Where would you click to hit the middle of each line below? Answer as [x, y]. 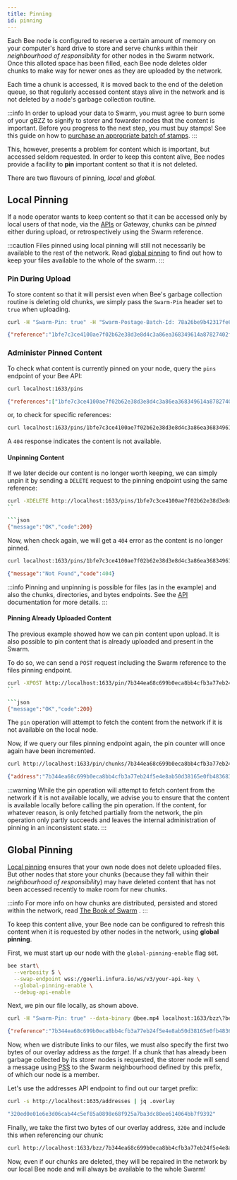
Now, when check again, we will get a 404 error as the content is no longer [115, 540]
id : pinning [25, 20]
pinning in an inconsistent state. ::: [57, 828]
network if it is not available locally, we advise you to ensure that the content [119, 797]
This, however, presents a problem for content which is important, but [109, 149]
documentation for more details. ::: [57, 602]
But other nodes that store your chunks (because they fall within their [108, 874]
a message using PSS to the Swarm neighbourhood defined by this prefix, [115, 1067]
